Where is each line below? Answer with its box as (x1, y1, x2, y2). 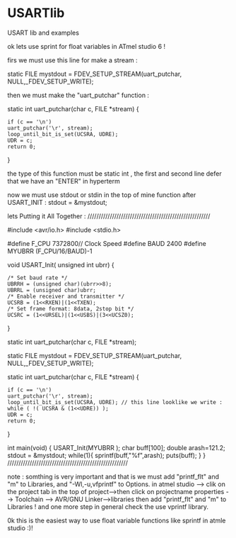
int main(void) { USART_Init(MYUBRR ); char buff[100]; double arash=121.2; (7, 443, 225, 452)
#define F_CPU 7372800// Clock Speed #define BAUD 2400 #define (7, 239, 206, 247)
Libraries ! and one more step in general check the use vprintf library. (7, 502, 209, 511)
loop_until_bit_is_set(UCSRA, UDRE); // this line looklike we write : (7, 398, 223, 405)
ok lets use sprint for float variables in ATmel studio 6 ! (7, 42, 166, 50)
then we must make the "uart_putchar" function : (7, 91, 150, 99)
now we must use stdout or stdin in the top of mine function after (7, 190, 196, 199)
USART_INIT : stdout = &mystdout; (7, 198, 107, 206)
